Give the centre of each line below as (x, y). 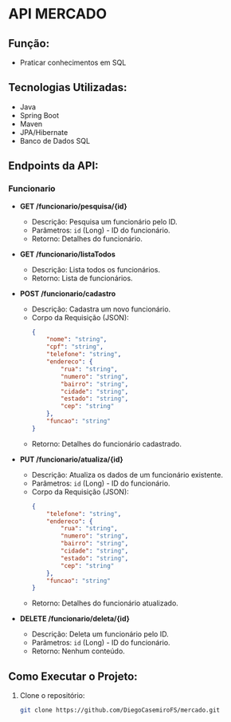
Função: (29, 44)
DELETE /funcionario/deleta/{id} (74, 619)
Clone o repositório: (52, 696)
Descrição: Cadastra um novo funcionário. (101, 309)
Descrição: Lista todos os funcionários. (96, 269)
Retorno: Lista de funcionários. (82, 278)
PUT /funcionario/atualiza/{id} (71, 459)
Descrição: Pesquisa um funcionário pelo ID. (104, 221)
